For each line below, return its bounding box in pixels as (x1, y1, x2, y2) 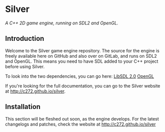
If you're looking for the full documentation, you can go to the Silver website (5, 83, 161, 89)
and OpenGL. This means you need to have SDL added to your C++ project (5, 58, 159, 64)
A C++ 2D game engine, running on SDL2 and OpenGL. (5, 20, 118, 26)
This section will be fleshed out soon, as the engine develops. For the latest (5, 116, 160, 122)
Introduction (5, 34, 45, 43)
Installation (5, 103, 41, 111)
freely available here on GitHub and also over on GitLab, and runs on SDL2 (5, 53, 157, 59)
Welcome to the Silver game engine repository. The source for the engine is (5, 47, 160, 53)
